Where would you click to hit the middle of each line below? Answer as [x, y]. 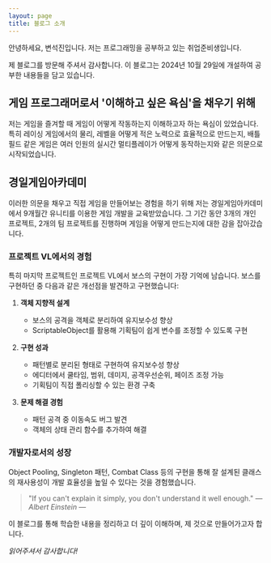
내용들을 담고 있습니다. [59, 75]
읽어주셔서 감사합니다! [43, 551]
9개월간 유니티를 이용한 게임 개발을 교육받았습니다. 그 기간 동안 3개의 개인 [140, 213]
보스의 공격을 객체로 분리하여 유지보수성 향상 [102, 320]
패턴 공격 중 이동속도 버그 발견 [80, 420]
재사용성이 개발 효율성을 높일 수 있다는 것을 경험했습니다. [106, 482]
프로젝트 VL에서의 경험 [50, 257]
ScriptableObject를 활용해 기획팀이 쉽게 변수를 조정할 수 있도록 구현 [140, 331]
